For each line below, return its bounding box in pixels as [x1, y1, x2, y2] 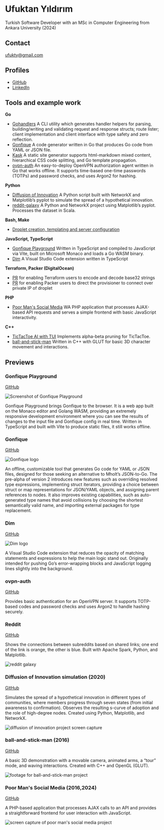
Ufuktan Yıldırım [5, 3, 73, 15]
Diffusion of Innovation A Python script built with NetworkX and [12, 192, 141, 198]
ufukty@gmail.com [5, 52, 43, 58]
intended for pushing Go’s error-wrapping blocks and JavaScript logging [5, 560, 151, 566]
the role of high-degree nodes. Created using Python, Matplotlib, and [5, 710, 144, 715]
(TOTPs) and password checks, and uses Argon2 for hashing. [12, 173, 137, 179]
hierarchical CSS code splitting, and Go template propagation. [12, 158, 137, 163]
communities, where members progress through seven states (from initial [5, 699, 153, 705]
